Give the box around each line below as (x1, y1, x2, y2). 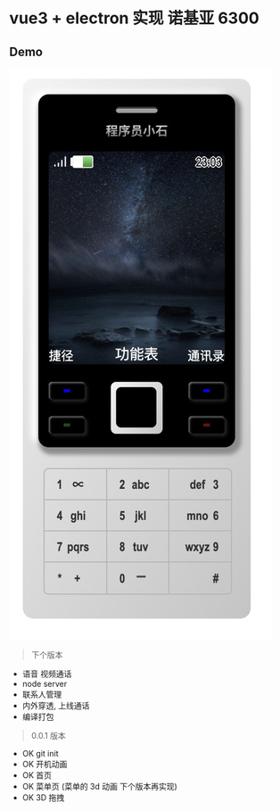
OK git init (21, 749, 59, 758)
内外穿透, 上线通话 (21, 700, 90, 710)
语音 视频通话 (21, 668, 72, 679)
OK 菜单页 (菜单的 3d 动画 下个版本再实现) (21, 782, 178, 791)
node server (21, 679, 68, 689)
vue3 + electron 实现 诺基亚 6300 (9, 8, 260, 29)
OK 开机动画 (21, 759, 68, 769)
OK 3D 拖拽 (21, 792, 65, 803)
